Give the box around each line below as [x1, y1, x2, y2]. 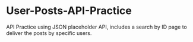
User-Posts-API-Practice [6, 4, 132, 17]
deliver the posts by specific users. [6, 29, 92, 36]
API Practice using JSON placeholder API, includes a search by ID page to [6, 23, 187, 30]
